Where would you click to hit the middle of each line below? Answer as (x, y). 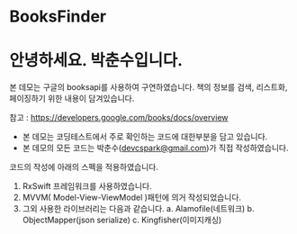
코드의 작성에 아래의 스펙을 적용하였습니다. (84, 167)
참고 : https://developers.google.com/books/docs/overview (119, 118)
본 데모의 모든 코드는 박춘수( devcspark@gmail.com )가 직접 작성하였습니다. (155, 148)
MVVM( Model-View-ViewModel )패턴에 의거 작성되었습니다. (131, 198)
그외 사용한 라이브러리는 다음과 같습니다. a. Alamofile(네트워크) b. (138, 209)
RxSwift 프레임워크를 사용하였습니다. (87, 186)
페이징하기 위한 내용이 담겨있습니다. (72, 99)
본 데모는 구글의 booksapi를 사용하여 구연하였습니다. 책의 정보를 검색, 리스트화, (148, 87)
